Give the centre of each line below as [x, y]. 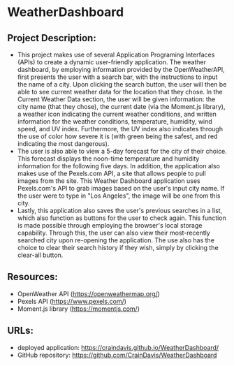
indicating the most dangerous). [63, 144]
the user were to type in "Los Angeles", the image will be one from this [119, 196]
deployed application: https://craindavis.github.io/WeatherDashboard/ [118, 347]
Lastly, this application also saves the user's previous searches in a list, [120, 211]
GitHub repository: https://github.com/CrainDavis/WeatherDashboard [117, 355]
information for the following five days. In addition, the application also [118, 166]
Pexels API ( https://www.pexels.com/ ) [72, 301]
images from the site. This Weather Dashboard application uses [109, 181]
